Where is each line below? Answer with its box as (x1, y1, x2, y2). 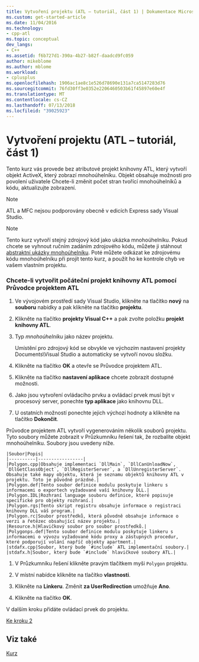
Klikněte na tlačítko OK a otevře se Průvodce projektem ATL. (14, 362, 162, 369)
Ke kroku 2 (6, 617, 33, 624)
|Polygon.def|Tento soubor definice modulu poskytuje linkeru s (6, 482, 168, 488)
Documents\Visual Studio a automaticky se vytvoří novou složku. (14, 351, 173, 358)
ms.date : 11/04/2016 (6, 20, 57, 25)
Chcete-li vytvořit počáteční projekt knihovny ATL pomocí (6, 277, 176, 285)
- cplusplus (6, 75, 36, 81)
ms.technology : (6, 25, 44, 31)
